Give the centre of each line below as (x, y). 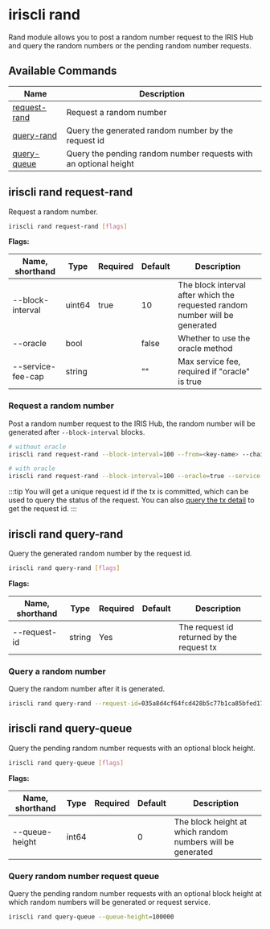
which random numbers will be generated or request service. (109, 902)
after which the (207, 295)
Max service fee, (209, 361)
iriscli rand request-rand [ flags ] (68, 226)
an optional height (100, 163)
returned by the (208, 637)
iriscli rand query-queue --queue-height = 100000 (91, 917)
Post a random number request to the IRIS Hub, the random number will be (132, 423)
